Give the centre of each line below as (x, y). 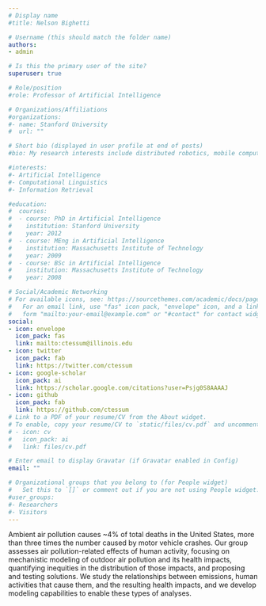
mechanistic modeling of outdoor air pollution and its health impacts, (120, 560)
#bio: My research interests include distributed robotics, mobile (122, 154)
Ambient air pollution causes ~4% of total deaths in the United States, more (131, 535)
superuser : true (35, 74)
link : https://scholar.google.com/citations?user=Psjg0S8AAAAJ (122, 388)
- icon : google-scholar (47, 373)
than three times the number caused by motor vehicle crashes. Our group (128, 543)
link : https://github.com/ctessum (72, 410)
